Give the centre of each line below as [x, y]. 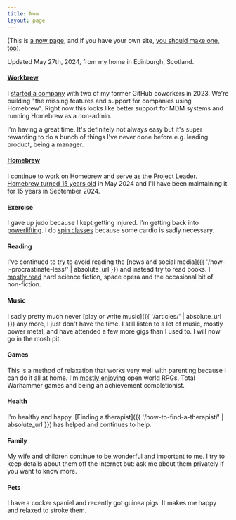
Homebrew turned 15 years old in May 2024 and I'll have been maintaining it [117, 183]
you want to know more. [42, 471]
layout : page [26, 20]
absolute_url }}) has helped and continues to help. [80, 424]
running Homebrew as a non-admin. [60, 115]
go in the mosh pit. [34, 338]
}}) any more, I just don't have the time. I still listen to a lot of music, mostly [115, 324]
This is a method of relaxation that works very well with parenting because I [117, 370]
